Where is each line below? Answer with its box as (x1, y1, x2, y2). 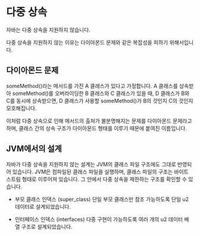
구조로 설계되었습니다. (21, 223, 73, 230)
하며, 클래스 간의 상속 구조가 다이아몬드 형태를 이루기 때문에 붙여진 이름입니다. (6, 124, 187, 131)
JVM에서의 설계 (6, 144, 62, 154)
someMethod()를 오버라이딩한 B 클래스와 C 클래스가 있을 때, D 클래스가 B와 (12, 90, 190, 97)
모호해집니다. (6, 105, 37, 112)
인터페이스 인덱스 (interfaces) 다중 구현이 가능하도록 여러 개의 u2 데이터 (14, 215, 183, 223)
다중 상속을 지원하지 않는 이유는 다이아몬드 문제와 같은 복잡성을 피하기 (6, 39, 168, 46)
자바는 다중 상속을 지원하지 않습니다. (6, 26, 90, 33)
